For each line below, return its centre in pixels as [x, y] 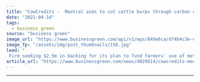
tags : [13, 23]
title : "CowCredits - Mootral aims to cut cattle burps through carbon [98, 12]
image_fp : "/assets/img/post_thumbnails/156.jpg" [69, 45]
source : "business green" [38, 34]
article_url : [22, 61]
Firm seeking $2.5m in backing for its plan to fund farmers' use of [97, 56]
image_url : [20, 39]
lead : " [16, 51]
